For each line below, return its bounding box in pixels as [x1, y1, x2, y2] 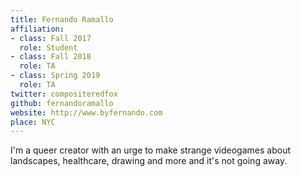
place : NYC [10, 117, 56, 127]
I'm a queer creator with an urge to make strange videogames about [10, 144, 291, 156]
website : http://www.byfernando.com [10, 107, 163, 118]
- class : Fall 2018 [10, 52, 92, 62]
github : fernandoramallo [10, 98, 114, 108]
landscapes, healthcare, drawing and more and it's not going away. [10, 155, 288, 167]
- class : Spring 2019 [10, 71, 101, 81]
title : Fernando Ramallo [10, 14, 114, 25]
